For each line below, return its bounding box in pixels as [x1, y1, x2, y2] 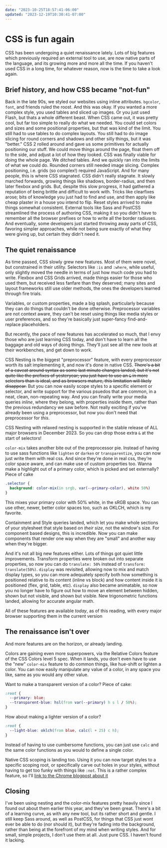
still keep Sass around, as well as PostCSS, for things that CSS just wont [5, 816, 154, 822]
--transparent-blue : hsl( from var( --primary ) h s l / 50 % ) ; [9, 700, 137, 705]
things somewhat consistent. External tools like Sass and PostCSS [5, 205, 141, 211]
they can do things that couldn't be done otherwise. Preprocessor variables [5, 306, 161, 312]
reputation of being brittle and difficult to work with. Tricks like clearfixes [5, 189, 155, 195]
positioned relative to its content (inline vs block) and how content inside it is [5, 577, 163, 583]
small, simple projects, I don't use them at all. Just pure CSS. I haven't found [5, 832, 162, 838]
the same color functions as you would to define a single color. [5, 747, 134, 753]
